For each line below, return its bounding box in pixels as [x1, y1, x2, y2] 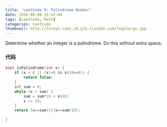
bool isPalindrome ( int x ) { [5, 65, 65, 71]
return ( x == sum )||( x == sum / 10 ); [14, 108, 81, 113]
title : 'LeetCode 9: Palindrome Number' [5, 7, 92, 13]
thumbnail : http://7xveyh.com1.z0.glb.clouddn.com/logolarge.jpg [5, 26, 146, 31]
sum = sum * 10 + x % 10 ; [23, 94, 70, 99]
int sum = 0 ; [14, 84, 42, 89]
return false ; [23, 75, 53, 80]
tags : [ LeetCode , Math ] [5, 17, 56, 22]
